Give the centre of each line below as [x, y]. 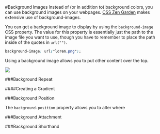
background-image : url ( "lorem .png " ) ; [43, 51]
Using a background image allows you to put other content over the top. [77, 60]
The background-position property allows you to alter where [65, 107]
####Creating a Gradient [30, 88]
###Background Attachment [33, 117]
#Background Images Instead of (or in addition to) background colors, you [79, 7]
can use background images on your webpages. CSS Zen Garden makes [78, 12]
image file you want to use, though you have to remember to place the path [80, 37]
